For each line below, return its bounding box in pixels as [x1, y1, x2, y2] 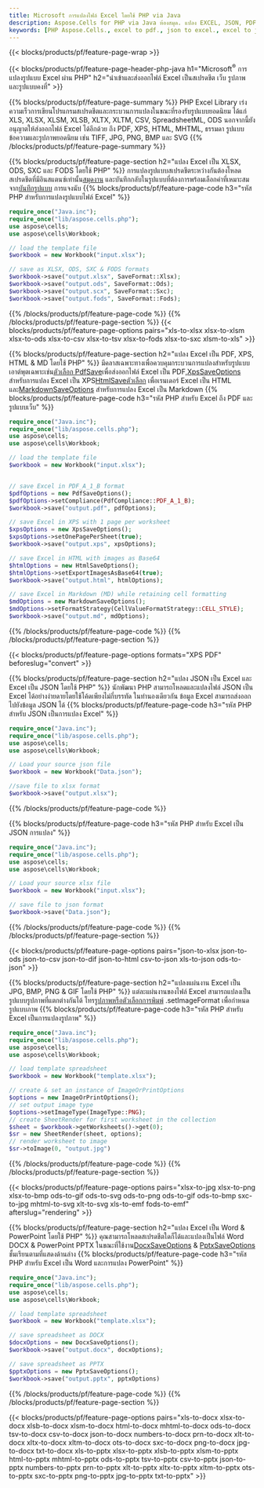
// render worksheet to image [9, 1138, 108, 1146]
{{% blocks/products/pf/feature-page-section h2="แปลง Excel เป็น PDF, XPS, [9, 349, 254, 358]
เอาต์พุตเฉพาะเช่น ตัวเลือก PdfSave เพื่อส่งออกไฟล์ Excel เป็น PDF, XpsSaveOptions [9, 367, 241, 376]
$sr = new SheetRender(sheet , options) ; [9, 1130, 143, 1139]
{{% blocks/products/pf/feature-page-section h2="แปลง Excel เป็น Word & [9, 1223, 245, 1233]
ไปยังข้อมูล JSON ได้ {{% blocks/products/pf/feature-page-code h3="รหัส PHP [9, 700, 252, 709]
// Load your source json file [9, 761, 111, 769]
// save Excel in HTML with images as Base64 [9, 554, 160, 562]
